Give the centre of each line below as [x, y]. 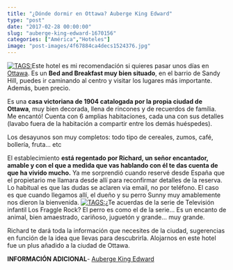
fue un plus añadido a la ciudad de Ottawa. [69, 245]
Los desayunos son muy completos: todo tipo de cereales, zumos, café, [110, 137]
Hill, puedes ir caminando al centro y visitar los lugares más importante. [110, 80]
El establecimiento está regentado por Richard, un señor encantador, [108, 158]
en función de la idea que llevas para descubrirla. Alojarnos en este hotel [112, 238]
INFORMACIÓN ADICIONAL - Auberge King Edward [81, 259]
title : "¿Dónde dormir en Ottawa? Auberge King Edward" [90, 14]
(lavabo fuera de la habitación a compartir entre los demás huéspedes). [110, 124]
